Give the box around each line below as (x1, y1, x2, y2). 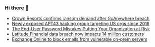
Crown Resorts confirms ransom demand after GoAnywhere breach (11, 16, 150, 22)
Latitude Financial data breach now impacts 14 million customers (11, 31, 144, 37)
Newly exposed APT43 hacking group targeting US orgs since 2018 (11, 21, 150, 26)
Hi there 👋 (4, 4, 29, 11)
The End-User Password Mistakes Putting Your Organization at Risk (11, 26, 150, 32)
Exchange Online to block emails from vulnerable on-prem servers (11, 36, 148, 42)
